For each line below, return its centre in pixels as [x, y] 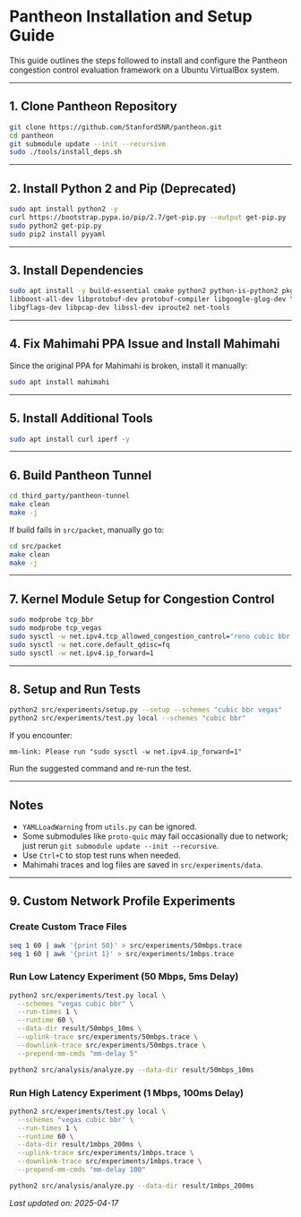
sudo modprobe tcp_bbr [52, 620]
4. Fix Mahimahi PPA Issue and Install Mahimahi [145, 344]
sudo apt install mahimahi [60, 382]
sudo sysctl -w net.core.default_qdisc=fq [90, 644]
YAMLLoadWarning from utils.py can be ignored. [109, 827]
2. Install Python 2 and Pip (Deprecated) [123, 189]
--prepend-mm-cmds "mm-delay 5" [78, 1053]
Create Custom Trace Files [68, 927]
